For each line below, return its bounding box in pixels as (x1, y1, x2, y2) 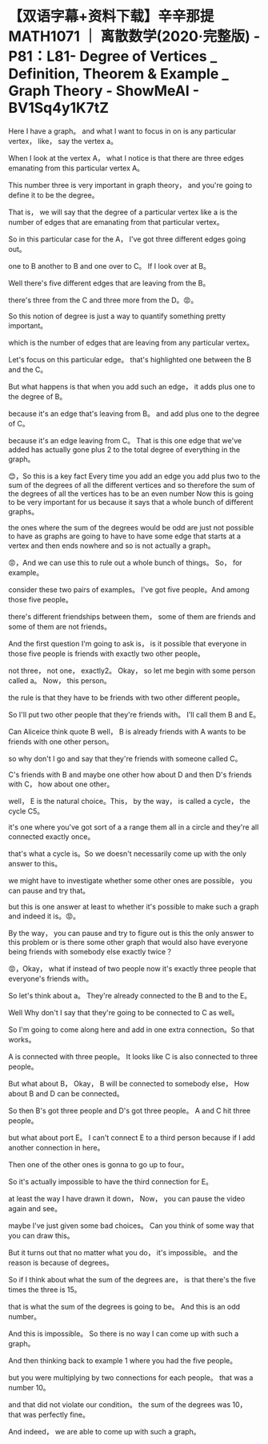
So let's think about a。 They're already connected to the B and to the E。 (8, 990, 252, 1000)
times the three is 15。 (8, 1285, 82, 1294)
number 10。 (8, 1382, 50, 1392)
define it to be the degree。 (8, 190, 99, 200)
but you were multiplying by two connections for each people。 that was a (8, 1373, 254, 1382)
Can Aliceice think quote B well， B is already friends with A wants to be (8, 726, 246, 736)
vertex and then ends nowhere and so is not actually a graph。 (8, 541, 215, 550)
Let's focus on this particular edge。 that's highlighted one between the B (8, 354, 252, 364)
